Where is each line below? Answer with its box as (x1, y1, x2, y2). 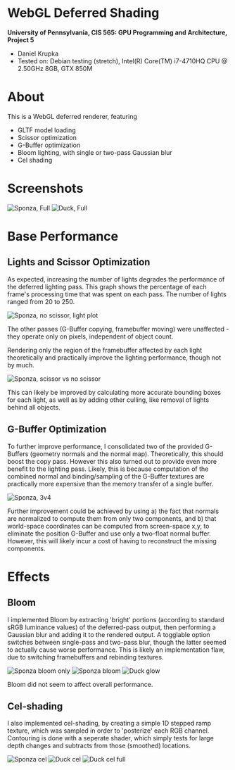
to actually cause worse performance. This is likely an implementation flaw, (7, 645, 225, 654)
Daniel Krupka (17, 49, 58, 58)
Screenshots (7, 181, 84, 196)
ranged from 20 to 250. (7, 297, 75, 305)
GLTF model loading (17, 125, 76, 134)
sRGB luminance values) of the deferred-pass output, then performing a (7, 623, 216, 631)
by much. (7, 360, 34, 369)
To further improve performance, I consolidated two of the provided (7, 442, 204, 450)
